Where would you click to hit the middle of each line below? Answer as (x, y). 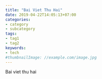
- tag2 (12, 43)
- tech (12, 52)
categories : (18, 19)
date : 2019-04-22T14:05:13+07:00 (41, 15)
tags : (11, 34)
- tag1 (12, 39)
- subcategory (20, 29)
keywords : (16, 48)
